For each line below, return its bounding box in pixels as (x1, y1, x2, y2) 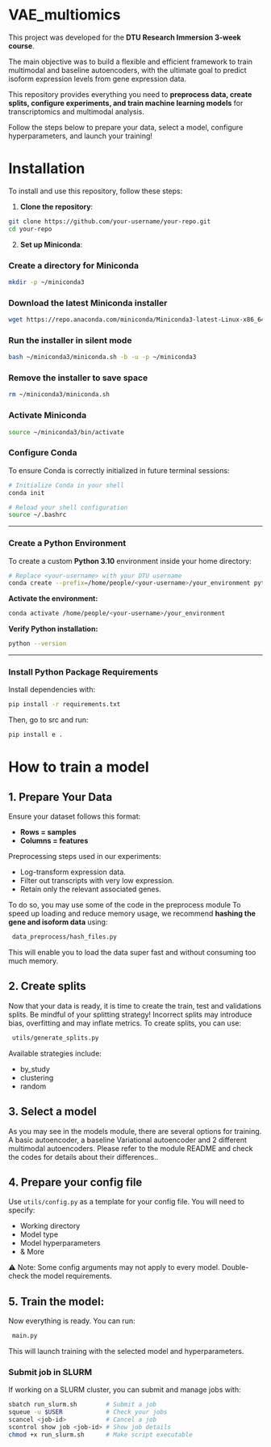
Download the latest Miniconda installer (8, 297, 168, 308)
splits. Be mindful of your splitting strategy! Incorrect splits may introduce (8, 1009, 252, 1019)
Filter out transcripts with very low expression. (19, 876, 175, 886)
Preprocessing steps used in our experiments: (8, 852, 161, 861)
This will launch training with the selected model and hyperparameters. (8, 1347, 244, 1356)
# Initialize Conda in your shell (8, 481, 125, 489)
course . (8, 40, 35, 50)
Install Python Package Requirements (8, 666, 159, 677)
